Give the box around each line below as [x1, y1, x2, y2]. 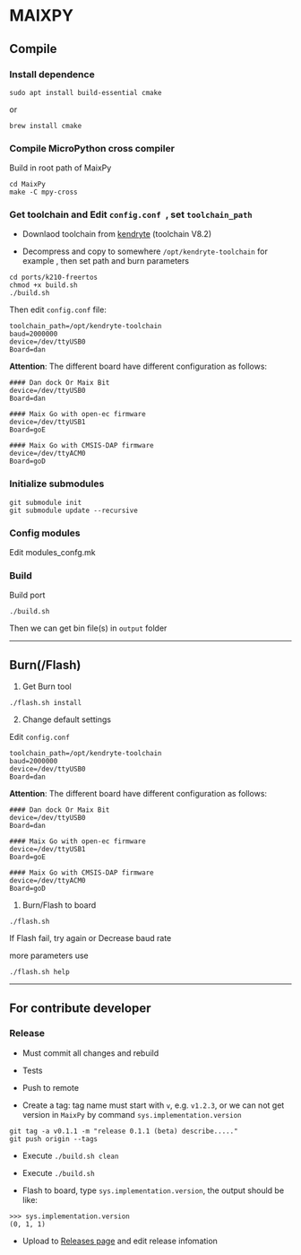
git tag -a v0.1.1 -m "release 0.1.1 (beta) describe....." [9, 1127, 239, 1136]
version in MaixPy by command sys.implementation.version [21, 1109, 242, 1120]
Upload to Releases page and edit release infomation [21, 1235, 218, 1246]
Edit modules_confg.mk [9, 547, 96, 558]
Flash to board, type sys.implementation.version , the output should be [21, 1185, 285, 1196]
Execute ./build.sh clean [21, 1150, 119, 1161]
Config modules [9, 527, 81, 539]
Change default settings [21, 714, 112, 725]
